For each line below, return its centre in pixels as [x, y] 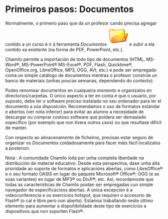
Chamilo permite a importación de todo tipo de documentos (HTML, [75, 59]
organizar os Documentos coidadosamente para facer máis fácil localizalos [83, 143]
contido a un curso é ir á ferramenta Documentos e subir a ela [80, 44]
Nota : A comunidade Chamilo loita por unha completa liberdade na [74, 158]
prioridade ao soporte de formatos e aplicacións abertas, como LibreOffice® [84, 168]
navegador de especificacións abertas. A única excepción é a [69, 190]
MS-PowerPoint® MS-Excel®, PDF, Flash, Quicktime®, [77, 64]
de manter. [16, 128]
